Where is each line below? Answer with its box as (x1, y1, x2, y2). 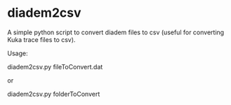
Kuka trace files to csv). (7, 35, 76, 43)
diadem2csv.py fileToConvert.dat (7, 62, 103, 71)
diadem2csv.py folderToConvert (7, 90, 100, 98)
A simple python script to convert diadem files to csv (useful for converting (7, 28, 225, 36)
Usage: (7, 49, 28, 57)
